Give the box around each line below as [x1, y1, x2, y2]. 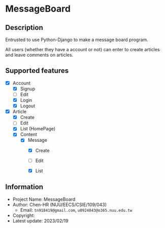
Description [5, 23, 43, 32]
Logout [20, 103, 36, 109]
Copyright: [12, 212, 35, 218]
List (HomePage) [20, 126, 56, 132]
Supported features [5, 66, 69, 75]
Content [20, 131, 37, 137]
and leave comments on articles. [5, 52, 74, 58]
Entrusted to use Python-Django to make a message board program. [5, 36, 148, 43]
